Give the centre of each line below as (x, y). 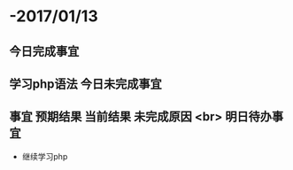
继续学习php (45, 156)
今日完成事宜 (44, 51)
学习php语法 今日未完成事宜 (85, 84)
